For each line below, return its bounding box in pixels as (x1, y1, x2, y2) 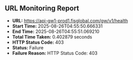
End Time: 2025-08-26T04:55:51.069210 (12, 28, 100, 35)
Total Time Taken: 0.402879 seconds (12, 34, 93, 40)
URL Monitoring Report (5, 4, 80, 13)
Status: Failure (12, 44, 44, 50)
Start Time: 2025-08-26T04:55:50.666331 (12, 23, 103, 29)
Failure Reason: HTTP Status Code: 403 (12, 50, 98, 56)
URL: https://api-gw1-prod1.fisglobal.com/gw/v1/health (12, 17, 128, 23)
